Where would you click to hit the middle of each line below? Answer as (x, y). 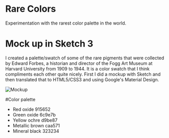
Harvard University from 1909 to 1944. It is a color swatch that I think (77, 68)
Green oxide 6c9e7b (34, 114)
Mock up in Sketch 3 (49, 44)
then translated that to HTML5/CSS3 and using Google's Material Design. (82, 79)
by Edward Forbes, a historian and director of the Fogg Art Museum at (79, 63)
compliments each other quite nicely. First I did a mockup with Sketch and (83, 74)
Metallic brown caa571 (36, 125)
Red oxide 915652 (32, 109)
